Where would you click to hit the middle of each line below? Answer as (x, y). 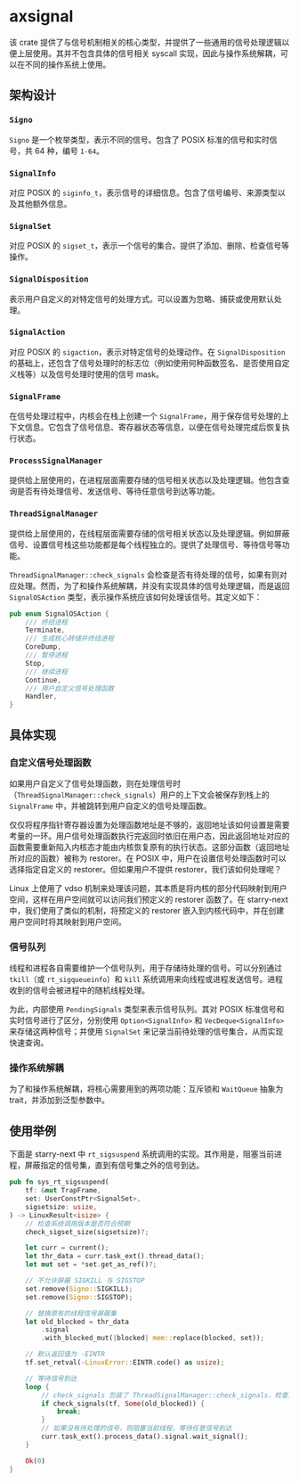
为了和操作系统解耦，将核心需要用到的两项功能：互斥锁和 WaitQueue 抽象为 (146, 1089)
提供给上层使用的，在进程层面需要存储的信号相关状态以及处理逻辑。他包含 (145, 480)
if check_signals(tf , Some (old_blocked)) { (123, 1404)
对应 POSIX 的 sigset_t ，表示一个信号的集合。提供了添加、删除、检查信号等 (149, 246)
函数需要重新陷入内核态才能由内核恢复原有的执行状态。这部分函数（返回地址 (149, 847)
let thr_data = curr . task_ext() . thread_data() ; (115, 1257)
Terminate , (45, 630)
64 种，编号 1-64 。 (69, 151)
